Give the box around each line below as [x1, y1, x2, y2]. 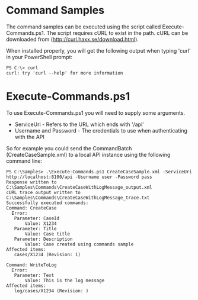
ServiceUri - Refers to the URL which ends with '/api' [14, 121, 144, 128]
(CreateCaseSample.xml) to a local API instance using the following [6, 151, 171, 158]
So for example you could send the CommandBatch [6, 144, 132, 151]
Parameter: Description [14, 236, 73, 242]
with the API [14, 133, 44, 140]
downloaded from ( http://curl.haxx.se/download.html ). [6, 36, 139, 43]
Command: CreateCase [6, 205, 58, 211]
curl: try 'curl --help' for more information [6, 70, 123, 76]
